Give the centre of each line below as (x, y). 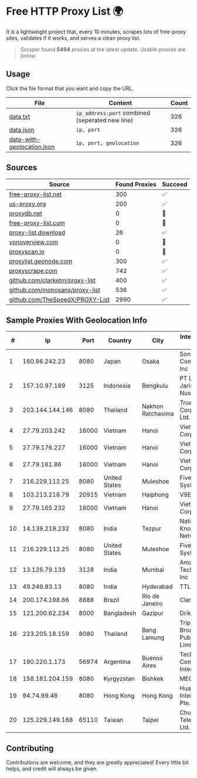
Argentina (117, 662)
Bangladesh (120, 613)
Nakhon (152, 406)
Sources (22, 168)
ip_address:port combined (113, 112)
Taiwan (113, 720)
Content (120, 102)
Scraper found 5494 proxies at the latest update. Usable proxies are (103, 49)
